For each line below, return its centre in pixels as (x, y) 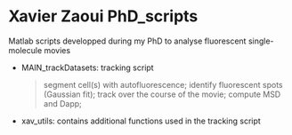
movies (57, 50)
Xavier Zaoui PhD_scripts (103, 16)
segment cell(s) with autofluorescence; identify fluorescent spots (163, 84)
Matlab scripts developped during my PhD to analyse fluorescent (127, 41)
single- (261, 41)
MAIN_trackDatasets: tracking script (87, 67)
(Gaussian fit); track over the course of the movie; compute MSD (162, 94)
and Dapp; (62, 103)
